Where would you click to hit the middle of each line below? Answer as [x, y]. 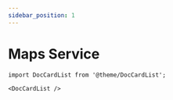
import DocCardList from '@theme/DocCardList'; [87, 75]
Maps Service [54, 54]
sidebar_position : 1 [42, 15]
